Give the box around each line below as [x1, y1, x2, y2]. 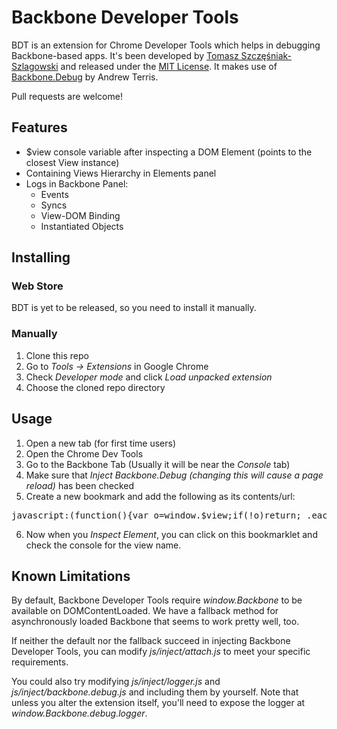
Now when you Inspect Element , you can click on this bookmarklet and [25, 528, 318, 540]
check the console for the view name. [25, 539, 182, 551]
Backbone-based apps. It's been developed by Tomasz [11, 49, 239, 61]
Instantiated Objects [40, 220, 124, 232]
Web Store [11, 279, 64, 293]
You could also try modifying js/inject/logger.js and [11, 676, 221, 688]
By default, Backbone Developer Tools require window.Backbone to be [11, 594, 303, 606]
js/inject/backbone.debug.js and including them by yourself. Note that [11, 686, 299, 698]
